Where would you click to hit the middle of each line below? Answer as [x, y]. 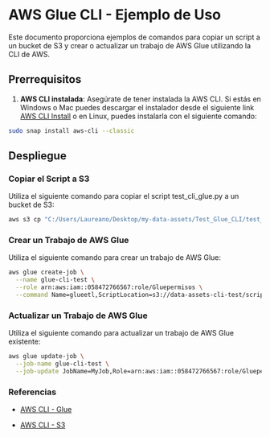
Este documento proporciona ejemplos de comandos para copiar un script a [135, 37]
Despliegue [37, 156]
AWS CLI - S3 [43, 425]
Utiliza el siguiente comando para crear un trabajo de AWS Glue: [115, 258]
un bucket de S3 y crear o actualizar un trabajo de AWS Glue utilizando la [130, 45]
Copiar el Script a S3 [49, 179]
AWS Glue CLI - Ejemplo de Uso [115, 15]
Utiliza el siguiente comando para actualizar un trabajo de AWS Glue [121, 333]
